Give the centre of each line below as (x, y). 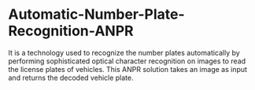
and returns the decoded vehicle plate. (71, 77)
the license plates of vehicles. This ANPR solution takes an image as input (128, 69)
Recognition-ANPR (71, 31)
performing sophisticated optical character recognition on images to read (127, 61)
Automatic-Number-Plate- (96, 14)
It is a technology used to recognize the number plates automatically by (124, 52)
